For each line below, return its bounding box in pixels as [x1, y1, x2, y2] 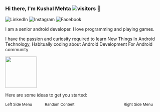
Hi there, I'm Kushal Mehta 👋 [5, 5, 101, 12]
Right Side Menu [123, 102, 153, 107]
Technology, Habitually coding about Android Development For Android [5, 41, 153, 47]
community [5, 47, 29, 53]
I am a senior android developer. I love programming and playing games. [5, 26, 154, 32]
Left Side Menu [5, 102, 33, 107]
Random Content [45, 102, 75, 107]
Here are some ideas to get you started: [5, 92, 88, 98]
